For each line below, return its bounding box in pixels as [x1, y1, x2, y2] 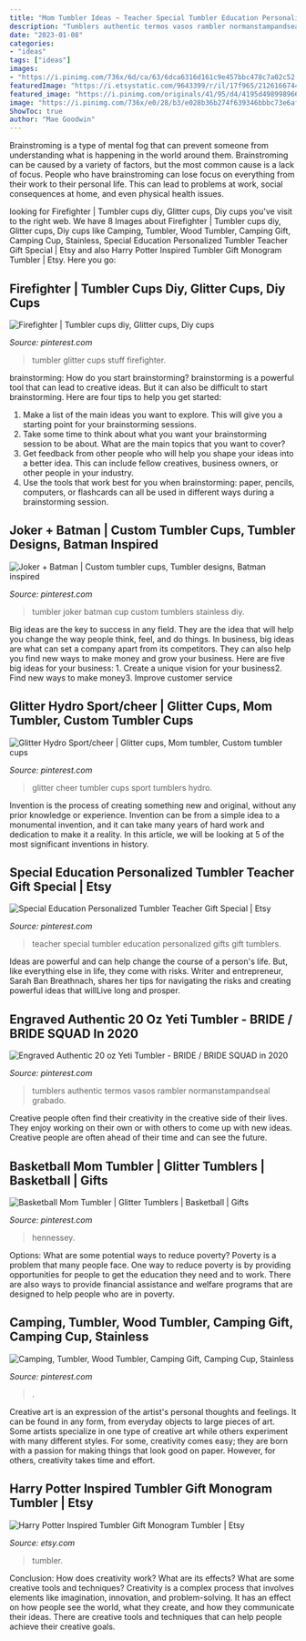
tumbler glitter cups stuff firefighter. [31, 354, 167, 365]
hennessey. [31, 1232, 76, 1243]
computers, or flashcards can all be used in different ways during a [22, 487, 275, 497]
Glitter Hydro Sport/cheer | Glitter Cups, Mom [9, 699, 273, 714]
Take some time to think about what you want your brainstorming [22, 428, 267, 439]
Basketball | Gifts [9, 1173, 108, 1188]
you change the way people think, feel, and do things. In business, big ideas [9, 633, 294, 644]
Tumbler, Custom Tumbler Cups [9, 713, 194, 729]
